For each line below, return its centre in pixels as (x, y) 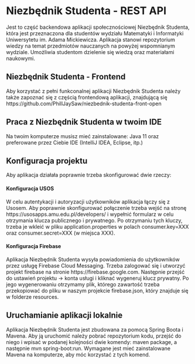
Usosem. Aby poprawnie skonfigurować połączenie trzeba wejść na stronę (96, 208)
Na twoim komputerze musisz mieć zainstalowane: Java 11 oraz (83, 136)
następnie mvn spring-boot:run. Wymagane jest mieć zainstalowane (88, 348)
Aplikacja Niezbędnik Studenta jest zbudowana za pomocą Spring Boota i (95, 329)
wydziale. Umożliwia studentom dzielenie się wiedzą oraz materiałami (90, 52)
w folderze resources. (32, 297)
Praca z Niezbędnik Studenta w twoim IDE (84, 122)
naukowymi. (20, 58)
